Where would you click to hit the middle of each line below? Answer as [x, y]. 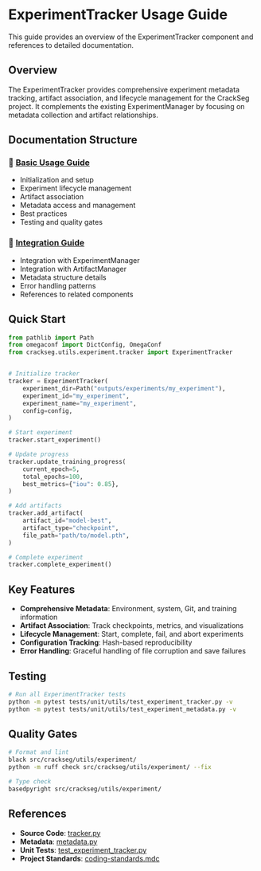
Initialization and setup [56, 180]
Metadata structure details [63, 277]
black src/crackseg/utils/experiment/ [72, 760]
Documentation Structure [73, 140]
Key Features [42, 589]
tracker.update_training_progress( [67, 461]
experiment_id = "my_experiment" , [76, 396]
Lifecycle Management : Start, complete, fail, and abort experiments [132, 634]
